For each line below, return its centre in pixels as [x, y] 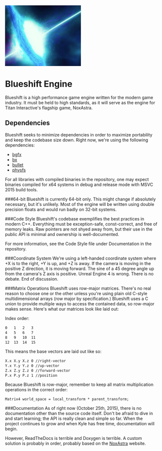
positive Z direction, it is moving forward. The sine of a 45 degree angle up [80, 268]
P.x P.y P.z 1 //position [31, 375]
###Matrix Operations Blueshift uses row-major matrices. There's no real [78, 288]
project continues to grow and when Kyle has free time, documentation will [80, 423]
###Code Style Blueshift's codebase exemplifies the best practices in [75, 218]
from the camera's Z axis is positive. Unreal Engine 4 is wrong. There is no [79, 274]
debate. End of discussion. [32, 279]
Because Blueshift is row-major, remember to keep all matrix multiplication [79, 384]
